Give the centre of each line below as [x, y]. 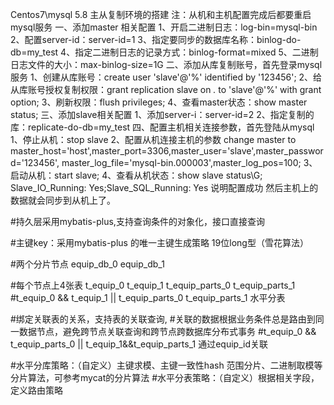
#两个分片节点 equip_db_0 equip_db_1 [87, 264]
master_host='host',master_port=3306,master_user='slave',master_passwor [167, 151]
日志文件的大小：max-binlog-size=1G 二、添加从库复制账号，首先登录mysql [166, 64]
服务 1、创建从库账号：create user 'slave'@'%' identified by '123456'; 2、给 [166, 77]
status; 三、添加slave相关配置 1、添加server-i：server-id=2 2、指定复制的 [162, 114]
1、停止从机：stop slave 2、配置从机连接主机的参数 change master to [153, 139]
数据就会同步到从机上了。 [63, 200]
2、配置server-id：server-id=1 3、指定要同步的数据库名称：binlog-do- [156, 39]
